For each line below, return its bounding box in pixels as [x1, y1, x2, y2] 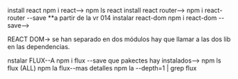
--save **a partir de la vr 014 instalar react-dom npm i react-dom [26, 14, 217, 22]
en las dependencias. [7, 43, 70, 51]
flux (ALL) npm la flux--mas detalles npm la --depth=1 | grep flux [7, 64, 197, 72]
